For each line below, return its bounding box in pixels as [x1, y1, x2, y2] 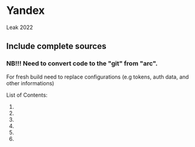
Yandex [6, 4, 45, 18]
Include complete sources [6, 41, 107, 51]
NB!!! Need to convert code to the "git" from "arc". [6, 59, 158, 68]
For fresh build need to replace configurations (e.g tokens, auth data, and [6, 73, 189, 80]
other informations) [6, 79, 55, 87]
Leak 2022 [6, 24, 33, 31]
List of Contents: [6, 91, 48, 99]
